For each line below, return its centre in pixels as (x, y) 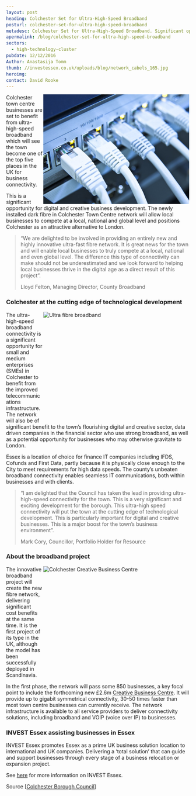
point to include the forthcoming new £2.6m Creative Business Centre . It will (98, 692)
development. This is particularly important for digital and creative (99, 518)
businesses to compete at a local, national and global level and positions (93, 221)
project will (19, 581)
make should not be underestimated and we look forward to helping (102, 263)
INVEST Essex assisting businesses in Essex (71, 732)
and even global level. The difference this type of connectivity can (100, 257)
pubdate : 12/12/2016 (31, 56)
